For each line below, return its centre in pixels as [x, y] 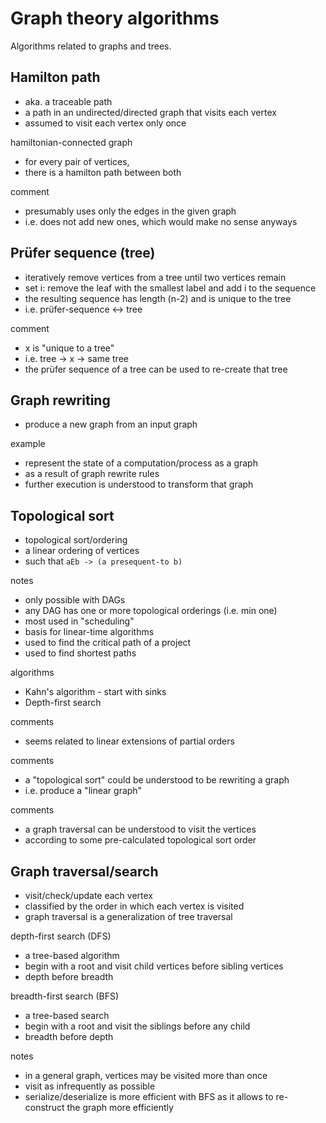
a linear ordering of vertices [82, 551]
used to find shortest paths [80, 653]
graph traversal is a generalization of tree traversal [128, 916]
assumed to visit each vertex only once [105, 123]
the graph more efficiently [120, 1107]
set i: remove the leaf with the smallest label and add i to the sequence [170, 288]
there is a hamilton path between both [103, 172]
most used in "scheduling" [79, 621]
